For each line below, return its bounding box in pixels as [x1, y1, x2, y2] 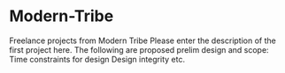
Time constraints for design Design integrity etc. [9, 54, 186, 64]
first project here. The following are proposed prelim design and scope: [9, 44, 269, 55]
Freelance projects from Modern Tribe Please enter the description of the [9, 35, 276, 46]
